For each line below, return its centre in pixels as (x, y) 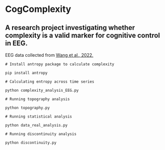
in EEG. (17, 43)
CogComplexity (38, 9)
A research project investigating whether (70, 28)
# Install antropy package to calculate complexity (60, 64)
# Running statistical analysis (39, 117)
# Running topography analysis (38, 99)
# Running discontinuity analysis (41, 134)
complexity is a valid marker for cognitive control (83, 35)
